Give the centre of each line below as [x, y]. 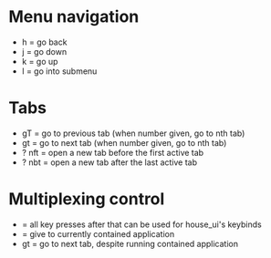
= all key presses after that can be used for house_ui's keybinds [141, 224]
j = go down [44, 51]
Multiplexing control [87, 199]
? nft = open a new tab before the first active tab [113, 152]
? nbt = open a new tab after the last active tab [109, 162]
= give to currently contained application [98, 233]
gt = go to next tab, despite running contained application [130, 243]
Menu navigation [74, 17]
